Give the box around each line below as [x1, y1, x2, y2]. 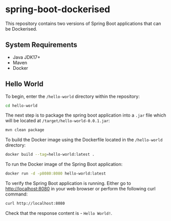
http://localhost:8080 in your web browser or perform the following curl [5, 186, 156, 192]
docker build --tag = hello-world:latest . [5, 152, 95, 157]
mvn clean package [5, 127, 44, 133]
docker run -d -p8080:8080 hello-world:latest [5, 171, 106, 176]
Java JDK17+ [12, 54, 41, 60]
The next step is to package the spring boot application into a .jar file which [5, 112, 166, 118]
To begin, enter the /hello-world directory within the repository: [5, 93, 140, 99]
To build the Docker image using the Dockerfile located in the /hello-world [5, 136, 163, 143]
